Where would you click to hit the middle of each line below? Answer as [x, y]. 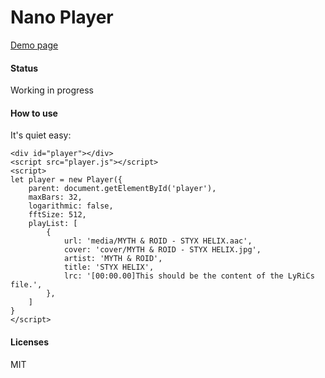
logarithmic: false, [71, 206]
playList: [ [53, 224]
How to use [34, 113]
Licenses [30, 342]
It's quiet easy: [41, 135]
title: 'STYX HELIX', [109, 267]
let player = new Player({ [66, 180]
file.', [26, 285]
